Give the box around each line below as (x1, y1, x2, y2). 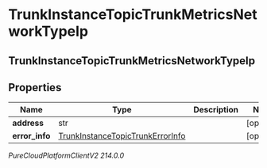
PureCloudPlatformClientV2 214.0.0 (8, 151, 125, 160)
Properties (8, 81, 62, 94)
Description (193, 105, 239, 116)
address (12, 117, 44, 128)
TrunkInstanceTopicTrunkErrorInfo (58, 131, 186, 142)
